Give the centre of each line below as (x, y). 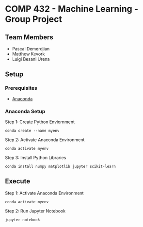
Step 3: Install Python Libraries (36, 157)
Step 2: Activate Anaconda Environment (45, 140)
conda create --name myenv (32, 130)
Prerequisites (21, 88)
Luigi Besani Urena (31, 59)
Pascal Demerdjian (31, 49)
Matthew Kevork (28, 54)
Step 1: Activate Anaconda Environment (44, 193)
